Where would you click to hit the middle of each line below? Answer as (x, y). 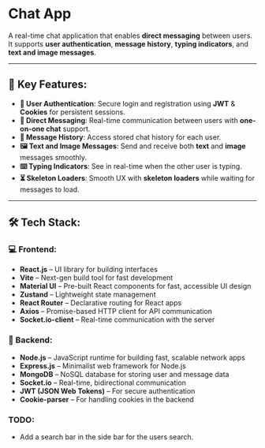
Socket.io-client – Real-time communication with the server (117, 319)
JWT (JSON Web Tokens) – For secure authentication (107, 390)
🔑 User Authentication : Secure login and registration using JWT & (127, 103)
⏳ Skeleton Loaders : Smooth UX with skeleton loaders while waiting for (137, 177)
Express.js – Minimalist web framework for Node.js (103, 366)
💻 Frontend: (32, 249)
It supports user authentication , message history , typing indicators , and (128, 43)
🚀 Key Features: (48, 85)
